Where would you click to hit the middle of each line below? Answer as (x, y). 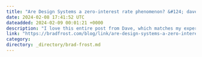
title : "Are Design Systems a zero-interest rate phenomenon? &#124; (95, 12)
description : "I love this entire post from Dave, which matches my (94, 28)
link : (13, 34)
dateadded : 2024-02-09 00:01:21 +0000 (55, 23)
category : (19, 39)
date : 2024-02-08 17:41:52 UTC (45, 17)
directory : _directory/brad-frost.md (54, 45)
